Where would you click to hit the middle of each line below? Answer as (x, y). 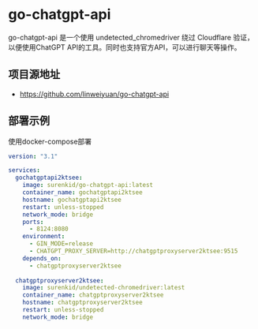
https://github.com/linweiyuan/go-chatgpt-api (94, 94)
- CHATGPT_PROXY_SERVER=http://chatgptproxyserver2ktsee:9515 (133, 251)
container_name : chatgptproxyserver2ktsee (93, 295)
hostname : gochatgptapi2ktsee (72, 200)
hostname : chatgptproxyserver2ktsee (83, 303)
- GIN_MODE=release (61, 244)
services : (24, 170)
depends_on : (42, 258)
